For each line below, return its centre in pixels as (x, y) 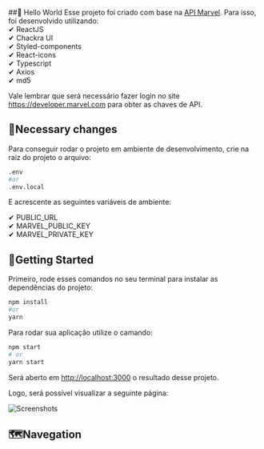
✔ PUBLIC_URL (33, 218)
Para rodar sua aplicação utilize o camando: (81, 332)
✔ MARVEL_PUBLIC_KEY (49, 226)
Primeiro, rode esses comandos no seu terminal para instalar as (113, 279)
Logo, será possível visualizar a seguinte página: (88, 393)
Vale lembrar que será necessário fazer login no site (94, 96)
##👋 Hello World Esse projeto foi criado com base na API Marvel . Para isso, (132, 12)
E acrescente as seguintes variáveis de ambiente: (90, 202)
